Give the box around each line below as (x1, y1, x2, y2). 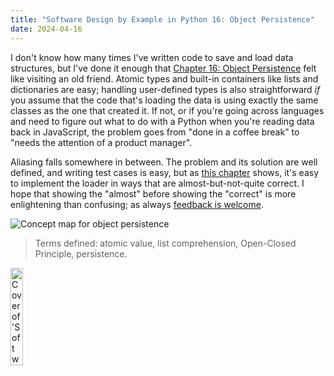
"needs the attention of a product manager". (10, 136, 193, 148)
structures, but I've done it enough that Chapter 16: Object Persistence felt (10, 62, 317, 74)
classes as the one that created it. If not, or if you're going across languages (10, 104, 325, 116)
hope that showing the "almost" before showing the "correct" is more (10, 187, 297, 200)
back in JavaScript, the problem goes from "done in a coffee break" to (10, 126, 300, 138)
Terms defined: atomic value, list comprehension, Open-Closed (34, 237, 297, 249)
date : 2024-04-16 (10, 24, 83, 34)
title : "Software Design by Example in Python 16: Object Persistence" (10, 14, 315, 25)
